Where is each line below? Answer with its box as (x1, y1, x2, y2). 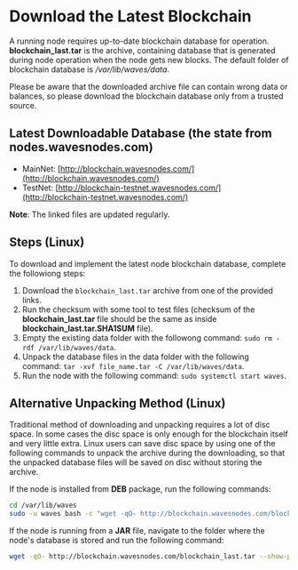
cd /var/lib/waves (9, 501, 77, 510)
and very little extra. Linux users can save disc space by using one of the (9, 438, 276, 449)
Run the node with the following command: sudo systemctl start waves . (21, 370, 286, 381)
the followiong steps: (9, 268, 86, 278)
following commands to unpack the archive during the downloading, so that (9, 447, 286, 459)
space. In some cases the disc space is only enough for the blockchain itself (9, 429, 288, 439)
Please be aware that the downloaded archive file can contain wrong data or (9, 81, 288, 92)
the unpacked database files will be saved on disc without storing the (9, 457, 263, 468)
